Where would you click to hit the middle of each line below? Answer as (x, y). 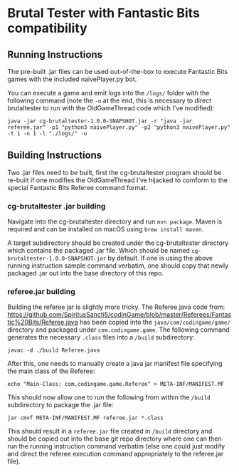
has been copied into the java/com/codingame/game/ (155, 322)
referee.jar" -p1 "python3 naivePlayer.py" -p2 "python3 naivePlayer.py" (119, 127)
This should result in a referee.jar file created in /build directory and (110, 431)
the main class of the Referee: (51, 371)
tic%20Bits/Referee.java (43, 322)
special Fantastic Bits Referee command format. (78, 187)
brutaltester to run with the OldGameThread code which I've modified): (111, 108)
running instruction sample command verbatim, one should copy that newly (118, 266)
